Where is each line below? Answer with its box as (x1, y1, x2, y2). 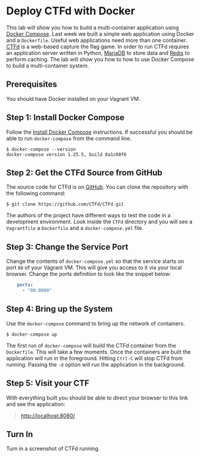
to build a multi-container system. (6, 62, 90, 69)
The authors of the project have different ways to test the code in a (6, 212, 171, 219)
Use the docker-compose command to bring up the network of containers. (6, 319, 185, 327)
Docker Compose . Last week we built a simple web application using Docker (6, 30, 195, 37)
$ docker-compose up (6, 331, 58, 337)
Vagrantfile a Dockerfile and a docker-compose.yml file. (6, 225, 144, 232)
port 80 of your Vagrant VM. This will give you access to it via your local (6, 264, 182, 271)
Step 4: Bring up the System (6, 304, 113, 314)
